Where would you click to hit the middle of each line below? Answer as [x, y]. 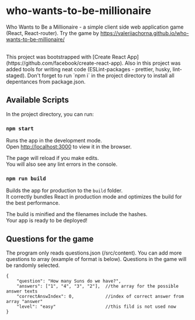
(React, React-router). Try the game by [53, 33]
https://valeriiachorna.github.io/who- [144, 33]
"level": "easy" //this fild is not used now [96, 307]
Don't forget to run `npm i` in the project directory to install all [101, 75]
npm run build [26, 178]
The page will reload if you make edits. [53, 158]
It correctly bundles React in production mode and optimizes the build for [94, 197]
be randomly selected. [33, 265]
